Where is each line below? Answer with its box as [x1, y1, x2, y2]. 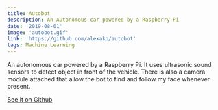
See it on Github [7, 96, 53, 103]
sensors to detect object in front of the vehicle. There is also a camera [7, 68, 206, 76]
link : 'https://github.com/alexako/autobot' [7, 36, 136, 42]
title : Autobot [7, 10, 51, 17]
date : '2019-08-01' [7, 23, 63, 29]
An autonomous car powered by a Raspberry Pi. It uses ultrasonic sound [7, 61, 212, 68]
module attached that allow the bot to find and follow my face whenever [7, 75, 210, 83]
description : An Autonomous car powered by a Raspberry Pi [7, 16, 180, 23]
